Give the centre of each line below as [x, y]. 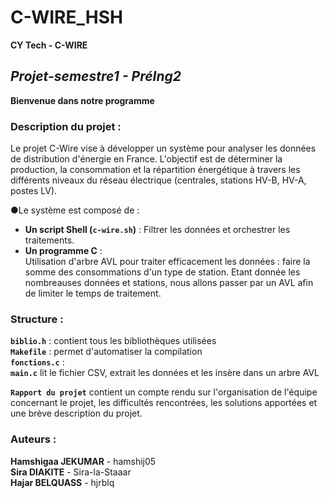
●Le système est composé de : [75, 210]
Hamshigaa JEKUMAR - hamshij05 [83, 461]
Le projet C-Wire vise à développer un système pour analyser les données [163, 148]
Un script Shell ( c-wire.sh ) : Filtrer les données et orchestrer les [157, 230]
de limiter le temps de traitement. [93, 293]
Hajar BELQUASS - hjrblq [62, 482]
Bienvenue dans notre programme [82, 100]
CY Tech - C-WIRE [49, 45]
